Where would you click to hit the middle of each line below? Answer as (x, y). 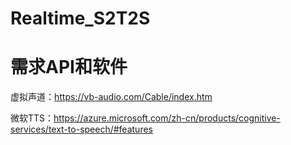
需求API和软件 (69, 67)
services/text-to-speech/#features (81, 129)
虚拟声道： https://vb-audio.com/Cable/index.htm (111, 97)
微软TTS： (32, 118)
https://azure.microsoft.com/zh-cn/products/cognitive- (167, 118)
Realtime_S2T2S (80, 18)
